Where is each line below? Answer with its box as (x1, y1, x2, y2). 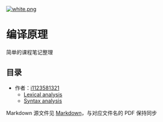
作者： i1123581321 (14, 84, 60, 91)
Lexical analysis (23, 91, 63, 98)
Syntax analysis (23, 97, 62, 104)
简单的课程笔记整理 (6, 48, 53, 55)
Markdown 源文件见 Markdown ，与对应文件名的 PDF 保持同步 (6, 109, 157, 116)
